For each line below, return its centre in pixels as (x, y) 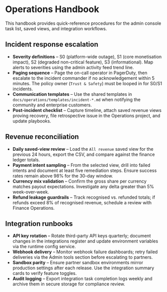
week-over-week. (31, 192)
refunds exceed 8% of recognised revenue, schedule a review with (82, 202)
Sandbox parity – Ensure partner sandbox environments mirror (78, 263)
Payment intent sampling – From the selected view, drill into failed (81, 165)
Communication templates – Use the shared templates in (72, 94)
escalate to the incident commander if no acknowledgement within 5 (83, 78)
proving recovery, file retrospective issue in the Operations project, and (86, 115)
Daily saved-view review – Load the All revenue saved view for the (83, 149)
